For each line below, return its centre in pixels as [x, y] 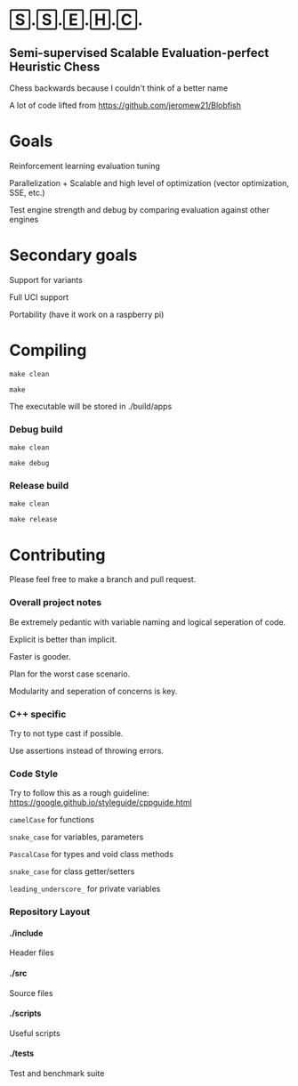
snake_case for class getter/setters [72, 871]
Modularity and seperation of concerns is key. [93, 691]
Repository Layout [50, 912]
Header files [32, 952]
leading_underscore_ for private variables [85, 889]
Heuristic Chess [55, 66]
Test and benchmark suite [57, 1073]
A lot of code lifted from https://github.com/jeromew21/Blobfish [125, 105]
